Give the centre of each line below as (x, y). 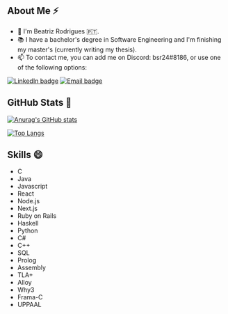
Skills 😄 (25, 155)
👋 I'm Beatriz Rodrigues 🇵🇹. (58, 31)
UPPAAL (29, 305)
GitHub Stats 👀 (39, 103)
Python (27, 230)
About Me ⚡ (33, 11)
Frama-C (30, 297)
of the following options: (52, 67)
